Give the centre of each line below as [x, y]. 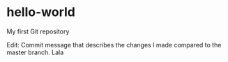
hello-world [41, 12]
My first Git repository [38, 31]
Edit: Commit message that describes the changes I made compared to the [114, 45]
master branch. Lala [35, 52]
